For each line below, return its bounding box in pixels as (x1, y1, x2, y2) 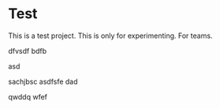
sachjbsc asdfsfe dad (8, 77, 78, 86)
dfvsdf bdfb (8, 46, 47, 55)
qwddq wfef (8, 92, 48, 101)
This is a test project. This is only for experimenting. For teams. (8, 31, 213, 40)
